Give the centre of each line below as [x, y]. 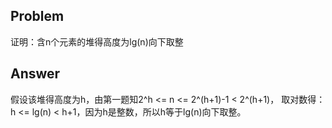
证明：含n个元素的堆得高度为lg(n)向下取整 [97, 41]
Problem [37, 16]
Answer [35, 74]
